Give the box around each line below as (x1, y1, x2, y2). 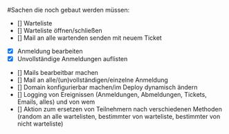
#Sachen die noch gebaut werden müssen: (7, 6, 130, 14)
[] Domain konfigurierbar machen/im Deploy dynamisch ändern (17, 83, 199, 91)
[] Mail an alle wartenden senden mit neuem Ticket (17, 34, 163, 42)
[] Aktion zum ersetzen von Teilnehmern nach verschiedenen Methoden (17, 105, 223, 113)
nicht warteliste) (17, 120, 64, 128)
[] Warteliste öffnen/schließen (17, 27, 102, 34)
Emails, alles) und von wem (17, 98, 95, 106)
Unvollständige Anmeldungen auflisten (17, 55, 128, 63)
